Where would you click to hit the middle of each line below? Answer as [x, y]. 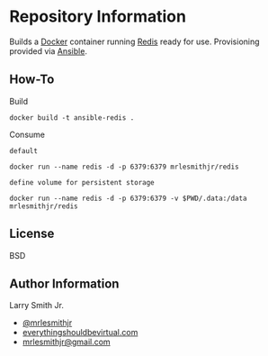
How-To [32, 80]
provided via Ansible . [49, 50]
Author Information [64, 283]
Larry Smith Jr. [37, 306]
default [24, 151]
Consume [27, 134]
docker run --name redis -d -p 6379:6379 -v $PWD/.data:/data [128, 198]
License [32, 234]
